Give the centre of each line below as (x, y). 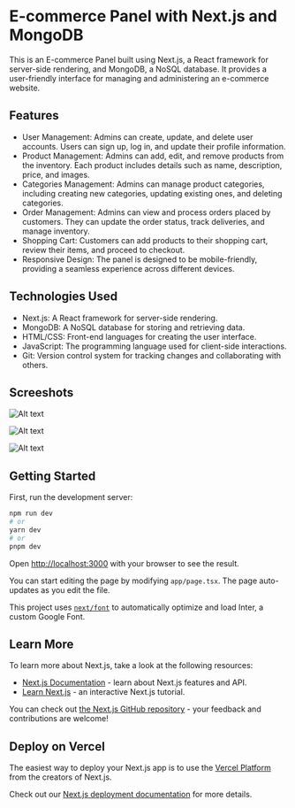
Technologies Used (63, 297)
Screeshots (42, 392)
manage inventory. (56, 231)
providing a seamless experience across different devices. (128, 268)
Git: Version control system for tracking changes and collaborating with (151, 355)
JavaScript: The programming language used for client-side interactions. (154, 346)
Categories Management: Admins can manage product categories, (143, 184)
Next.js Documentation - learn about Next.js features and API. (134, 682)
